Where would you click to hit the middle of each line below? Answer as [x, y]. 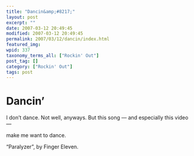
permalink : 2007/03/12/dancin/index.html [58, 39]
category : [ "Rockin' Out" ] [39, 66]
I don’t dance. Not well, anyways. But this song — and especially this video [97, 118]
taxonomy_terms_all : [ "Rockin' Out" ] [53, 56]
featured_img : [24, 45]
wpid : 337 [18, 50]
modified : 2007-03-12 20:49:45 [45, 34]
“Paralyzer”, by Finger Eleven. [42, 147]
